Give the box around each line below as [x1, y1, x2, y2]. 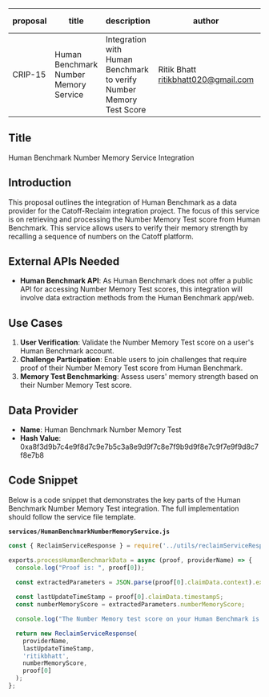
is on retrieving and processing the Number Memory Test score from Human [8, 214, 261, 224]
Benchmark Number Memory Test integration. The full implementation [8, 503, 239, 513]
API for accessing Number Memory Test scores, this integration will [19, 284, 243, 294]
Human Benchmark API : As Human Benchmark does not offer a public [19, 276, 254, 286]
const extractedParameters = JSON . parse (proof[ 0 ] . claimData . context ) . [15, 578, 256, 586]
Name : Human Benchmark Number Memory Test [19, 425, 182, 434]
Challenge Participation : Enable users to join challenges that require [19, 355, 247, 365]
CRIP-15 [12, 69, 46, 79]
